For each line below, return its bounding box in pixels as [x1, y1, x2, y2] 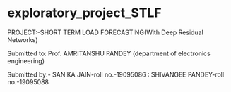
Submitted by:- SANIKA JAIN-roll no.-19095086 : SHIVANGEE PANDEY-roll [7, 70, 225, 79]
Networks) [7, 35, 38, 44]
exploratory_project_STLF [7, 5, 162, 21]
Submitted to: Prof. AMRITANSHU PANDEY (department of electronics [7, 49, 211, 58]
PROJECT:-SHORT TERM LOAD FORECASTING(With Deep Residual [7, 28, 203, 37]
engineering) [7, 56, 45, 65]
